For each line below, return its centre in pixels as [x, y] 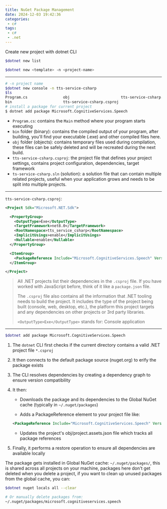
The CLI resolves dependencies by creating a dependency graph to [81, 375]
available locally [29, 453]
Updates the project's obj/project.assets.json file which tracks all [86, 433]
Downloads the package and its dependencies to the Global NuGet [88, 399]
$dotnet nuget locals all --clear [41, 488]
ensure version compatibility [42, 380]
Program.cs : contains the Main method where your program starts [79, 121]
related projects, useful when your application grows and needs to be [83, 179]
